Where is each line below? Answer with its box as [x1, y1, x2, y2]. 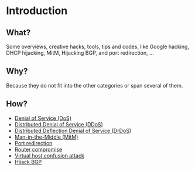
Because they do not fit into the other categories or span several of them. [6, 82, 183, 89]
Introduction [6, 4, 68, 18]
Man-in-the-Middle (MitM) [14, 133, 78, 140]
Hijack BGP [14, 158, 42, 165]
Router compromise [14, 146, 63, 153]
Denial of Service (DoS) [14, 115, 72, 122]
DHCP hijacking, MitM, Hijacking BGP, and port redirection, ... [6, 49, 154, 56]
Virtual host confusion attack [14, 152, 85, 159]
